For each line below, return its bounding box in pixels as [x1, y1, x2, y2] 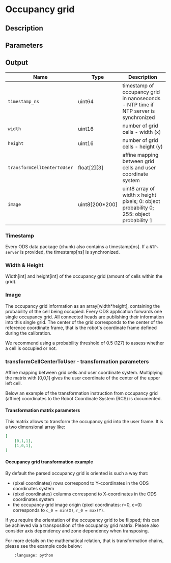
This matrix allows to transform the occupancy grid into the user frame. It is [5, 419, 163, 425]
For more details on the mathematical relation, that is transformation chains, [5, 538, 164, 544]
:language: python [14, 553, 53, 558]
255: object [122, 210, 150, 217]
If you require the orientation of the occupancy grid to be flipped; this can [5, 517, 160, 523]
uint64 [78, 98, 94, 105]
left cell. [5, 380, 22, 386]
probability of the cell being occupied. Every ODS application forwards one [5, 308, 162, 314]
